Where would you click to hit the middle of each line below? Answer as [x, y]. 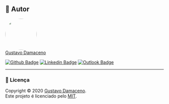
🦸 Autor [17, 9]
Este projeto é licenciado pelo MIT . [41, 96]
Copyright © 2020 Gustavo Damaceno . [46, 91]
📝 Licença [18, 79]
